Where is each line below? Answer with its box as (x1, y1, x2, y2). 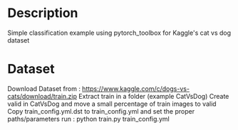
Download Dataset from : (7, 84, 81, 93)
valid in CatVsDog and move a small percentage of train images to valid (7, 99, 217, 108)
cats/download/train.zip (7, 92, 77, 100)
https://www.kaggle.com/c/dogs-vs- (81, 84, 190, 93)
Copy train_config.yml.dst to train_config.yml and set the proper (7, 107, 195, 115)
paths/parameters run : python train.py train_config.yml (7, 114, 170, 123)
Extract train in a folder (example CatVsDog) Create (78, 92, 229, 100)
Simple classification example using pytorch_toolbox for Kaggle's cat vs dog (7, 28, 232, 37)
